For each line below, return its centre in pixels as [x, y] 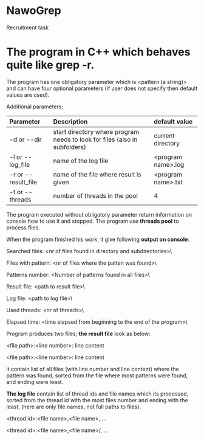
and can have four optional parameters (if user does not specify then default [102, 88]
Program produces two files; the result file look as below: [78, 333]
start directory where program [96, 131]
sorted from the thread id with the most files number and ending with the [97, 400]
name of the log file [81, 161]
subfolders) [70, 147]
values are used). [28, 94]
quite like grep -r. [50, 65]
